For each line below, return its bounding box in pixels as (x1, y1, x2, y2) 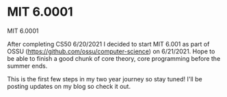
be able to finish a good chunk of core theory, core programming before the (7, 54, 221, 62)
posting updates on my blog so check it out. (7, 82, 131, 90)
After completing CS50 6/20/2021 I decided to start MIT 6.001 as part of (7, 40, 210, 48)
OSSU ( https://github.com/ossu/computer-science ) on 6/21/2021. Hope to (7, 47, 215, 55)
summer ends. (7, 61, 48, 70)
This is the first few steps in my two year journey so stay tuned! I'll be (7, 74, 203, 83)
